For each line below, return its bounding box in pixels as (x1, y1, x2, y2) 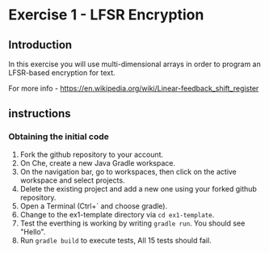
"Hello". (19, 226, 46, 236)
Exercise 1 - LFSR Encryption (8, 6, 204, 24)
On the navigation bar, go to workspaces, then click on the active (19, 167, 237, 176)
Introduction (8, 38, 73, 52)
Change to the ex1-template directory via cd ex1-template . (19, 209, 215, 219)
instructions (8, 107, 71, 120)
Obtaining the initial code (8, 131, 109, 142)
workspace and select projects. (19, 175, 125, 185)
